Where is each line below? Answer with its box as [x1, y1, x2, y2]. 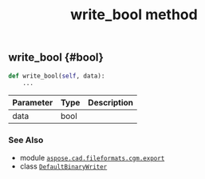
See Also [8, 134, 44, 145]
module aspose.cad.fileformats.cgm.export [19, 153, 165, 162]
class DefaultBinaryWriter [19, 161, 108, 171]
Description [87, 97, 134, 109]
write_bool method [70, 6, 198, 24]
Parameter [12, 97, 53, 109]
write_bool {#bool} [8, 50, 104, 65]
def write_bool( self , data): [8, 72, 105, 80]
